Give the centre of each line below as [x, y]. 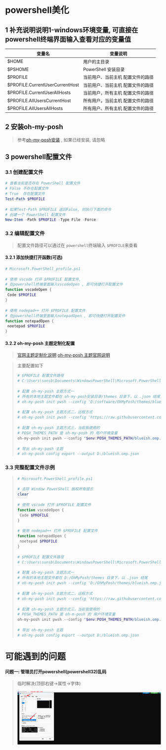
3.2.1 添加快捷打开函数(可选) [34, 257]
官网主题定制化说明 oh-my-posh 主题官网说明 [63, 355]
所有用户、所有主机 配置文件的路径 [119, 108]
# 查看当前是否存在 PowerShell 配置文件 [43, 184]
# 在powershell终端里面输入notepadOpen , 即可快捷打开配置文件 [65, 316]
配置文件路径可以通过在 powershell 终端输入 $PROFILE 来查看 [77, 245]
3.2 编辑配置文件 [25, 234]
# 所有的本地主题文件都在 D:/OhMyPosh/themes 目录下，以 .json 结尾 [83, 578]
